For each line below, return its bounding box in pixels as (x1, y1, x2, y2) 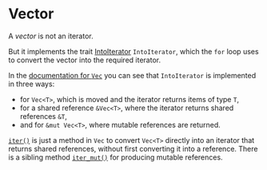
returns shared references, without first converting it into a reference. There (8, 144, 258, 153)
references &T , (19, 111, 68, 121)
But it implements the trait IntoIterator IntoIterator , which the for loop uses (8, 46, 259, 56)
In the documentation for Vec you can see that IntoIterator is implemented (8, 70, 257, 80)
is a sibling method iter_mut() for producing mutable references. (8, 152, 223, 162)
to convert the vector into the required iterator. (8, 55, 161, 65)
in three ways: (8, 79, 55, 89)
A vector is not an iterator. (8, 31, 94, 41)
